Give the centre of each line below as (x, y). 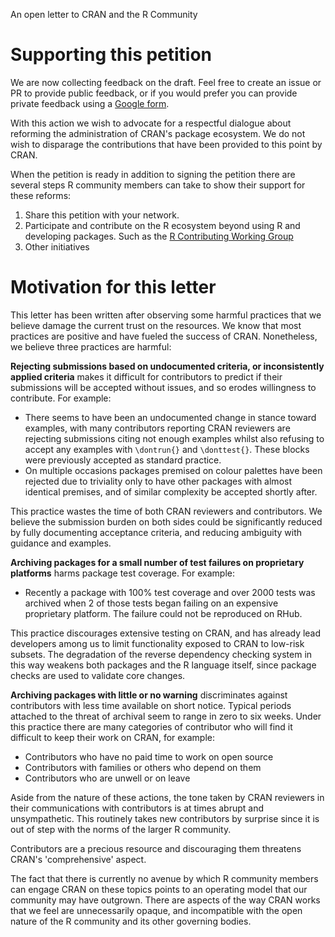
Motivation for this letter (113, 287)
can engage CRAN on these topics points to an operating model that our (159, 889)
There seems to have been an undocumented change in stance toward (170, 417)
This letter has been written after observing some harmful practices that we (166, 315)
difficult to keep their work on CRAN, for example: (113, 737)
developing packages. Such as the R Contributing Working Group (159, 236)
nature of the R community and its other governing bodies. (131, 921)
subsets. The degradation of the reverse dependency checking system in (161, 654)
